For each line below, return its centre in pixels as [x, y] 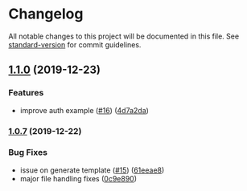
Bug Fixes [28, 152]
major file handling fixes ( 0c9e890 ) [78, 178]
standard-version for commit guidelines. [75, 44]
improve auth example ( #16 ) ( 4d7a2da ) [84, 110]
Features [26, 93]
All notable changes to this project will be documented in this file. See [124, 36]
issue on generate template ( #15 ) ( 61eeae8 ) [92, 170]
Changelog [46, 14]
